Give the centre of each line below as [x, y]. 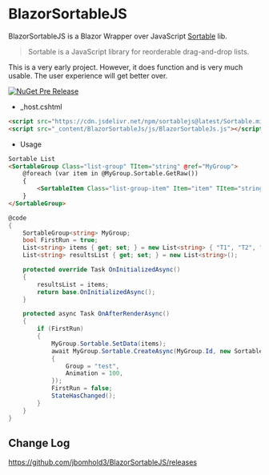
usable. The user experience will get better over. [88, 75]
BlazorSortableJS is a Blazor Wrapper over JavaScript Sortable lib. [118, 36]
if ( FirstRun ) [60, 329]
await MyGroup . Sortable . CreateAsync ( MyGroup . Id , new [141, 351]
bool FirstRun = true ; [60, 240]
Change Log [39, 443]
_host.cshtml [41, 107]
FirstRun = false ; [82, 388]
